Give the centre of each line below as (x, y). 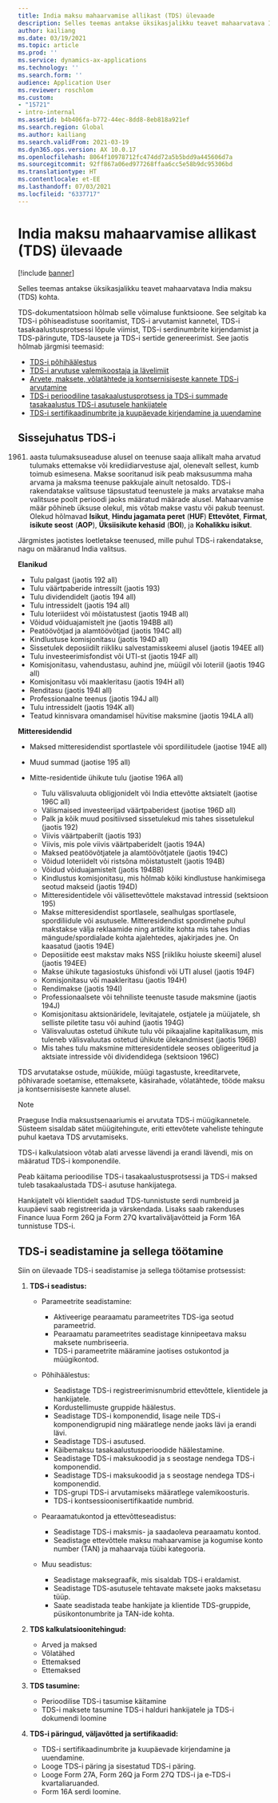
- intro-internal (47, 113)
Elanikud (33, 564)
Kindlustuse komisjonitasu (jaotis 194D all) (99, 640)
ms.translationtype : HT (58, 172)
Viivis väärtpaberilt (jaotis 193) (91, 836)
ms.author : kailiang (52, 134)
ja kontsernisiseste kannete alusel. (74, 1089)
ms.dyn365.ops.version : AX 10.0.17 (77, 150)
